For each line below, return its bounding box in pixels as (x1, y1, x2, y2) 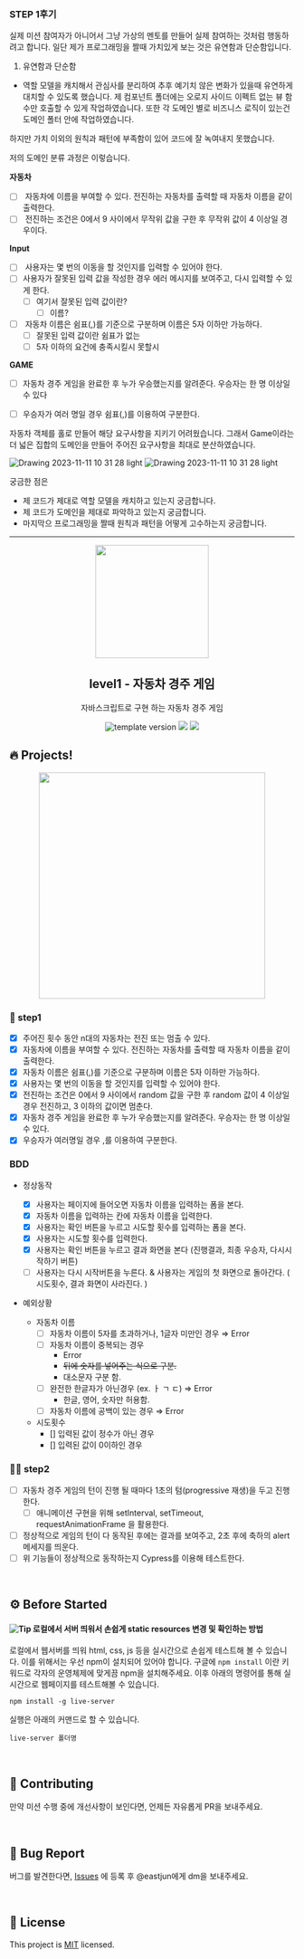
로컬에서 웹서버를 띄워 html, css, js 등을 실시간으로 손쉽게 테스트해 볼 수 (9, 1645, 264, 1656)
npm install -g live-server (9, 1697, 116, 1706)
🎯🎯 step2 (9, 1463, 50, 1476)
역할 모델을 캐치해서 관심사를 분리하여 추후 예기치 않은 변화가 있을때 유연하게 (22, 80, 294, 91)
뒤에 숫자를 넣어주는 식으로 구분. (62, 1361, 177, 1371)
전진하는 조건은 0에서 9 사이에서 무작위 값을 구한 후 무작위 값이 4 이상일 (24, 214, 279, 225)
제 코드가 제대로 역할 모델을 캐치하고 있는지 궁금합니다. (22, 495, 216, 506)
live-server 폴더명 (9, 1734, 77, 1744)
